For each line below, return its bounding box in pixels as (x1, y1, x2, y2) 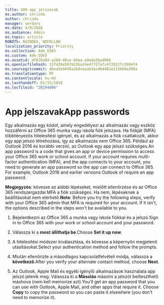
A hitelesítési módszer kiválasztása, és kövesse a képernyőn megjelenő (12, 239, 158, 245)
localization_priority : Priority (5, 44, 74, 49)
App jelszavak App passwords (5, 106, 130, 117)
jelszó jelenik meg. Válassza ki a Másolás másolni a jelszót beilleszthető (12, 274, 159, 279)
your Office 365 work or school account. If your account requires (5, 153, 137, 160)
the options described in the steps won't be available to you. (5, 205, 128, 211)
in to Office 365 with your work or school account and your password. (12, 220, 155, 226)
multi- (138, 153, 150, 160)
